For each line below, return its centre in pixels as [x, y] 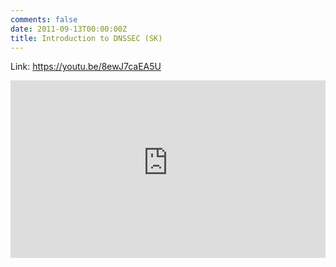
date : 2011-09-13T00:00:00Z [69, 29]
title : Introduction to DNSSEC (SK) [86, 38]
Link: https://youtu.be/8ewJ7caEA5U [86, 67]
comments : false [44, 19]
